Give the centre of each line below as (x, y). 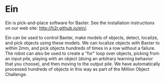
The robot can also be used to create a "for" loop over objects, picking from (82, 53)
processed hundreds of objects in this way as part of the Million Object (77, 69)
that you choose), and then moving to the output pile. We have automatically (83, 64)
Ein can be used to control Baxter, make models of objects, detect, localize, (82, 38)
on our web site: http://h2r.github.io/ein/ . (46, 28)
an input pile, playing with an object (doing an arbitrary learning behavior (79, 58)
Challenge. (16, 74)
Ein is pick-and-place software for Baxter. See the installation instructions (80, 23)
